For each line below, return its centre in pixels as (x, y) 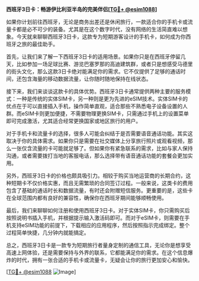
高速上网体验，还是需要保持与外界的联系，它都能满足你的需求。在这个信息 (97, 253)
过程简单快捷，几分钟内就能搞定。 (48, 232)
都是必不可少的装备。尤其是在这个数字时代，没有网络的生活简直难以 (99, 29)
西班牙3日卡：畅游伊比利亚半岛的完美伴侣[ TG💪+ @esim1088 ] (82, 9)
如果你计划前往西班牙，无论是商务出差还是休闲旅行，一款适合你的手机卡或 (97, 22)
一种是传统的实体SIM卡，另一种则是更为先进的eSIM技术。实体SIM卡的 (102, 99)
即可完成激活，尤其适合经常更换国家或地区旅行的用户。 (73, 121)
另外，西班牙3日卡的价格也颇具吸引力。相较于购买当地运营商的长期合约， (96, 176)
